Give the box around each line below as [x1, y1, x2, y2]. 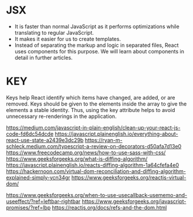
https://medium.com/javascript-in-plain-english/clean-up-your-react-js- [6, 124, 181, 131]
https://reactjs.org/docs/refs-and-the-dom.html [52, 204, 167, 211]
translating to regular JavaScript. [14, 29, 94, 36]
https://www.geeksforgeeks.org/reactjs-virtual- [71, 174, 187, 181]
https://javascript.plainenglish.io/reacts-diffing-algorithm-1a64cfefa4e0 [6, 161, 180, 168]
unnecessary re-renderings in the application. [6, 113, 117, 120]
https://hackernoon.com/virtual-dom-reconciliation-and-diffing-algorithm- [6, 168, 186, 175]
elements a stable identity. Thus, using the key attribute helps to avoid [6, 106, 175, 113]
